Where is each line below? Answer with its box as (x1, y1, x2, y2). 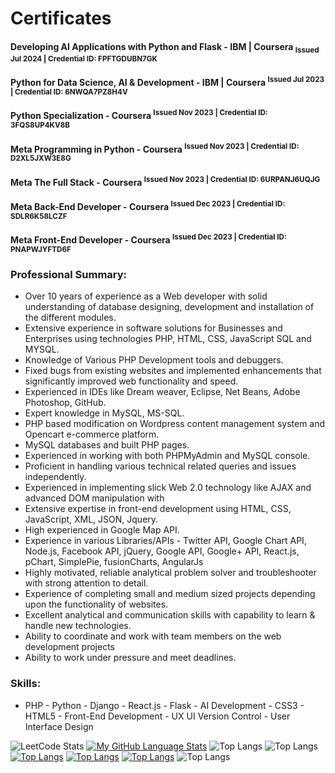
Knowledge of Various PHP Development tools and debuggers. (24, 354, 284, 366)
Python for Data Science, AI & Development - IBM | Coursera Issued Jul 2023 (10, 75, 325, 88)
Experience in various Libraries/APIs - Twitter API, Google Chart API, (24, 535, 307, 547)
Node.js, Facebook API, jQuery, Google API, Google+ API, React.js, (24, 545, 300, 557)
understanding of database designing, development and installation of (24, 301, 315, 313)
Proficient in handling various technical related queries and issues (24, 460, 297, 472)
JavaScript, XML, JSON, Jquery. (24, 513, 159, 526)
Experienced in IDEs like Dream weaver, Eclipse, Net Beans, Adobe (24, 386, 301, 398)
